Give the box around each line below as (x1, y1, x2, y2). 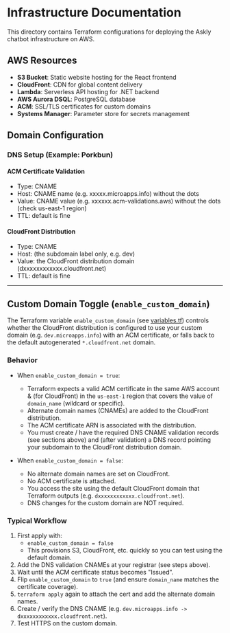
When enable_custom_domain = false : (16, 456, 123, 465)
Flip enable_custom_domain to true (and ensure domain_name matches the (16, 575, 219, 584)
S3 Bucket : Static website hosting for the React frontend (16, 73, 177, 81)
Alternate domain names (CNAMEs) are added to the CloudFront (27, 406, 209, 414)
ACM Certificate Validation (7, 167, 86, 175)
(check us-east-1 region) (16, 204, 87, 212)
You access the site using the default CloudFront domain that (27, 484, 200, 492)
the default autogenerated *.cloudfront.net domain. (7, 338, 156, 346)
